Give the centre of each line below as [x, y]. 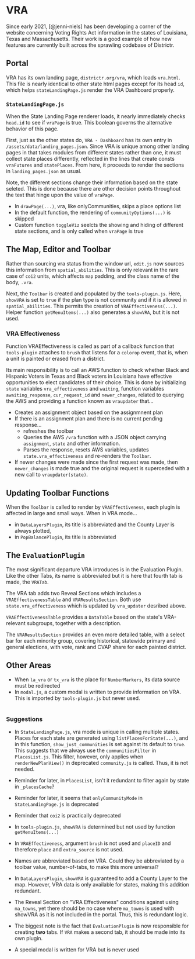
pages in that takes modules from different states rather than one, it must [94, 153]
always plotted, [33, 530]
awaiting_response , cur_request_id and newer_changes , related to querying [95, 395]
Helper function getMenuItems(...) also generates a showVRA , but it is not [93, 312]
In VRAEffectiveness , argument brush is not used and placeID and [93, 843]
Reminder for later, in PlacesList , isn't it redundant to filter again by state [102, 781]
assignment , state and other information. [72, 444]
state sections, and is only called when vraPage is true [79, 231]
